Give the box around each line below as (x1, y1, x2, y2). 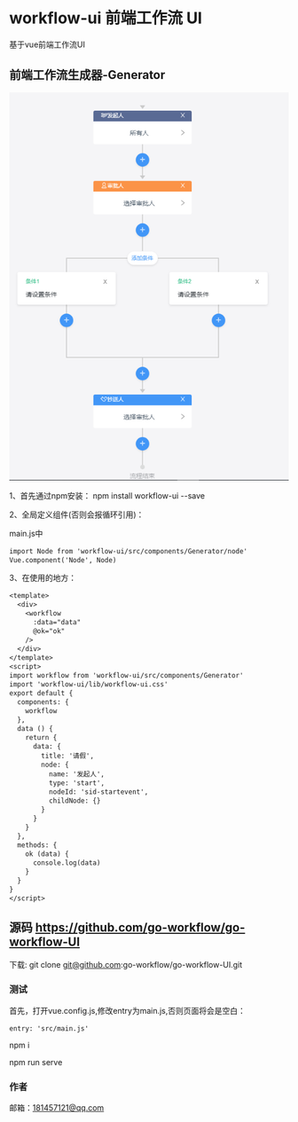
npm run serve (9, 1056, 63, 1067)
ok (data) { (25, 849, 69, 859)
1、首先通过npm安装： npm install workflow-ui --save (9, 490, 206, 501)
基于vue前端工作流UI (9, 39, 86, 50)
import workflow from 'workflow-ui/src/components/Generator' (9, 671, 244, 679)
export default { (9, 688, 74, 697)
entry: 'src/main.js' (9, 1024, 90, 1033)
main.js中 (9, 528, 43, 538)
